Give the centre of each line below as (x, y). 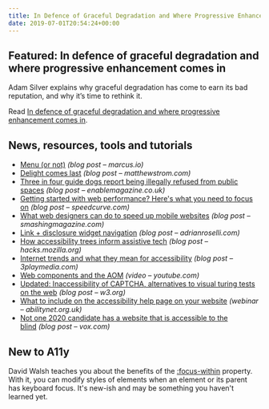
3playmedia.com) (49, 267)
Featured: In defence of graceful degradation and (134, 56)
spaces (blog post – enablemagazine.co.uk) (92, 190)
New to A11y (39, 352)
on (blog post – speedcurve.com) (75, 207)
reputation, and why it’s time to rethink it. (75, 96)
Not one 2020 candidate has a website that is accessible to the (124, 318)
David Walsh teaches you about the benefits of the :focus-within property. (130, 371)
